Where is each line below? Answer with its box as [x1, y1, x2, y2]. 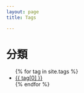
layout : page [6, 8, 39, 15]
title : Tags [6, 14, 36, 21]
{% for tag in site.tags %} [15, 68, 79, 75]
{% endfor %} [15, 81, 50, 88]
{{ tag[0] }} [15, 74, 43, 82]
